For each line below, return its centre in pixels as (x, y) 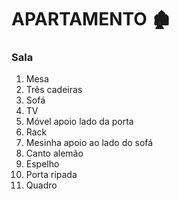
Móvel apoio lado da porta (79, 122)
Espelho (42, 164)
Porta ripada (51, 175)
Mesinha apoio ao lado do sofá (89, 143)
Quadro (41, 185)
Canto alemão (54, 153)
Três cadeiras (54, 90)
